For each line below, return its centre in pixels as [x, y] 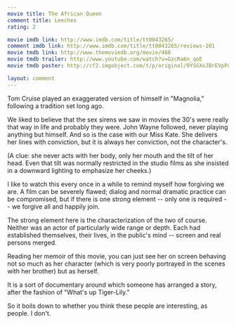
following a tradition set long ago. [55, 105]
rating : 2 [22, 27]
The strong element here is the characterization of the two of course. [107, 220]
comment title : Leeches [42, 20]
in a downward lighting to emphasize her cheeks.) [79, 170]
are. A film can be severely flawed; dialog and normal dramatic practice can [117, 191]
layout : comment [31, 78]
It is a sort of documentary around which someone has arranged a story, [112, 285]
